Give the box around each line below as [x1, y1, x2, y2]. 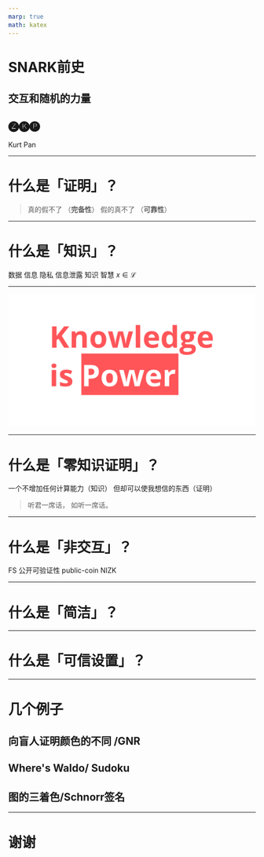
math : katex [8, 20, 47, 29]
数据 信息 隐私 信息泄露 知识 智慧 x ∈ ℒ [8, 269, 137, 279]
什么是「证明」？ [8, 178, 119, 196]
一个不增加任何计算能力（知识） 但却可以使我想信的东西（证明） [8, 484, 217, 493]
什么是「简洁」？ [8, 603, 119, 621]
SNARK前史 [8, 58, 85, 76]
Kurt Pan [8, 140, 37, 149]
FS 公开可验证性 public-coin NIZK [8, 566, 117, 575]
